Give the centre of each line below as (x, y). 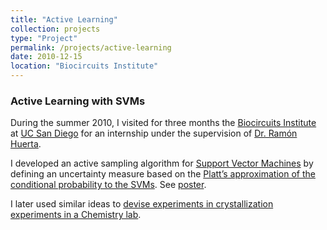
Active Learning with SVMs (78, 101)
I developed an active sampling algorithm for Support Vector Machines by (162, 163)
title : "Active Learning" (64, 19)
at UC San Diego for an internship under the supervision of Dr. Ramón (154, 133)
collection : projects (55, 29)
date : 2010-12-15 (46, 57)
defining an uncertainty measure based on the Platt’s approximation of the (163, 174)
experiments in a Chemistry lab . (76, 215)
